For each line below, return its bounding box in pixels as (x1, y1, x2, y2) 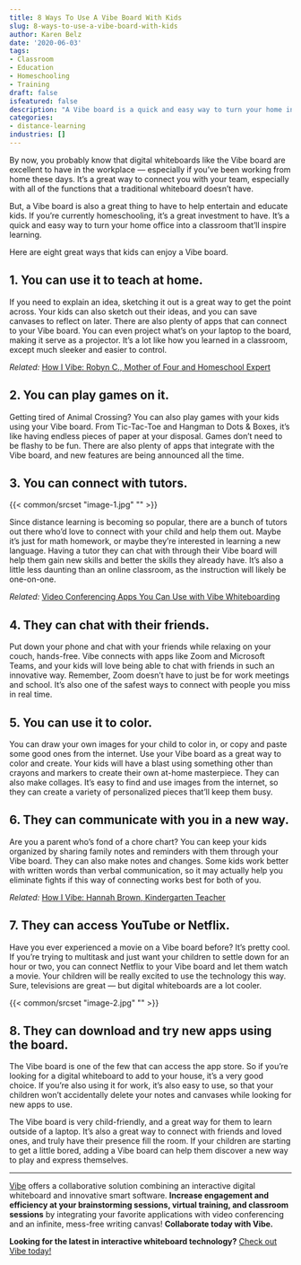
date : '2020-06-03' (9, 38, 82, 48)
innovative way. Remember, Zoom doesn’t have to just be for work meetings (9, 670, 289, 681)
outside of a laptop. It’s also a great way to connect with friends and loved (9, 1126, 282, 1137)
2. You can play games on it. (9, 388, 169, 403)
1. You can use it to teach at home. (9, 273, 203, 288)
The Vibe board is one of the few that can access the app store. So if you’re (9, 1061, 289, 1072)
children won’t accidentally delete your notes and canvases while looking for (9, 1090, 292, 1101)
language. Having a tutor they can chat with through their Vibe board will (9, 545, 278, 557)
